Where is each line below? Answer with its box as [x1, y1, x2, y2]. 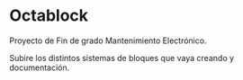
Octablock [9, 5, 88, 26]
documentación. [9, 62, 70, 73]
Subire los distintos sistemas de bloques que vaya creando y [9, 52, 235, 63]
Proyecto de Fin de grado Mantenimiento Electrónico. [9, 35, 207, 46]
